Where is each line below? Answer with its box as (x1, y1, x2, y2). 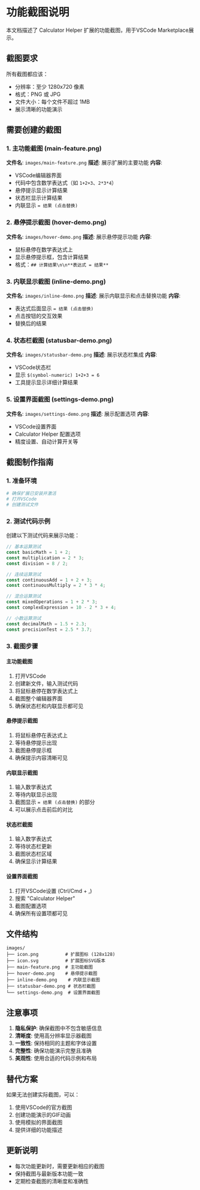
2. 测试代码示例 (6, 517, 51, 525)
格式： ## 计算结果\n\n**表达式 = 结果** (14, 260, 109, 268)
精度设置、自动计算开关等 (14, 437, 78, 445)
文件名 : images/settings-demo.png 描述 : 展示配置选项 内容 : (6, 410, 150, 417)
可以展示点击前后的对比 (14, 806, 73, 813)
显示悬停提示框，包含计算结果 (14, 253, 89, 260)
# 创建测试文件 (6, 502, 39, 508)
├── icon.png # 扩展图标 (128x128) (6, 952, 116, 958)
